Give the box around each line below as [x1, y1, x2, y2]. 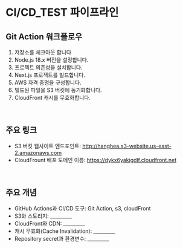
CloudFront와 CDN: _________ [14, 220, 85, 227]
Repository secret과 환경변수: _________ [14, 235, 109, 242]
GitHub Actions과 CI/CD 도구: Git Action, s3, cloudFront [14, 204, 152, 212]
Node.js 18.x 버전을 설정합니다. [14, 56, 89, 64]
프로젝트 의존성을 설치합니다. [14, 64, 83, 71]
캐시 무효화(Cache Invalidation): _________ [14, 227, 115, 235]
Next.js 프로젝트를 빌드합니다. [14, 71, 86, 79]
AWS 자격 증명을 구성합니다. [14, 79, 82, 86]
